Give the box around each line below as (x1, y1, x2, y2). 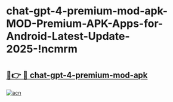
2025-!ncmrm (6, 42, 78, 56)
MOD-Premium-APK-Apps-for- (6, 17, 163, 30)
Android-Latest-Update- (6, 30, 130, 43)
